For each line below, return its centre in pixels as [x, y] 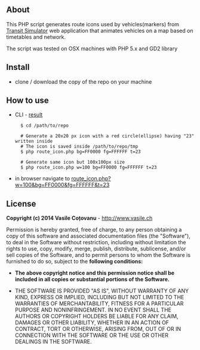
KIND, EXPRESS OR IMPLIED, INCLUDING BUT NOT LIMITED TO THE [99, 297]
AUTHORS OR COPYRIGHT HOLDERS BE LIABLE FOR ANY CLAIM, [96, 317]
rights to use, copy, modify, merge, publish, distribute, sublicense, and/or [96, 249]
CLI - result [29, 115]
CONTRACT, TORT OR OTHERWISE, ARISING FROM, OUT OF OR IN [98, 329]
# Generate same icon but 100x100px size [73, 162]
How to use [27, 101]
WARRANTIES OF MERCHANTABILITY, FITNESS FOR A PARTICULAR [99, 303]
